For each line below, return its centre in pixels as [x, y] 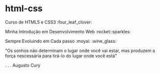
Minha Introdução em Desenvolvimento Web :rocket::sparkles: [68, 31]
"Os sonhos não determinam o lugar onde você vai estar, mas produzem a [80, 50]
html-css [24, 9]
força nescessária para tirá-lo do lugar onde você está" [61, 56]
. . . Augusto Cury [23, 65]
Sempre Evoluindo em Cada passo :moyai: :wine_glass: [61, 41]
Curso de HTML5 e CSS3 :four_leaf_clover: [49, 22]
